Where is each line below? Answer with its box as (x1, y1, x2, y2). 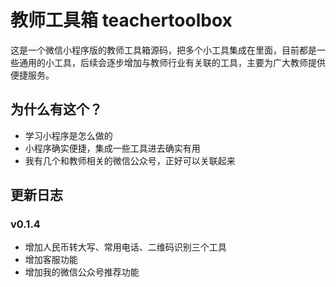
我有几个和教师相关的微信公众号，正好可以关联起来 (24, 154, 236, 166)
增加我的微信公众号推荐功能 (24, 266, 140, 278)
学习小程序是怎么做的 (24, 129, 113, 141)
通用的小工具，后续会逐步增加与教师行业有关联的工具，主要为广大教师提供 (18, 56, 326, 68)
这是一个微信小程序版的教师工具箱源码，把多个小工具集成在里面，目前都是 (10, 44, 317, 56)
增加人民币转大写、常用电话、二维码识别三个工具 (24, 241, 227, 253)
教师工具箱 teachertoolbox (10, 9, 233, 32)
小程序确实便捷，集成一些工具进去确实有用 (24, 142, 201, 154)
